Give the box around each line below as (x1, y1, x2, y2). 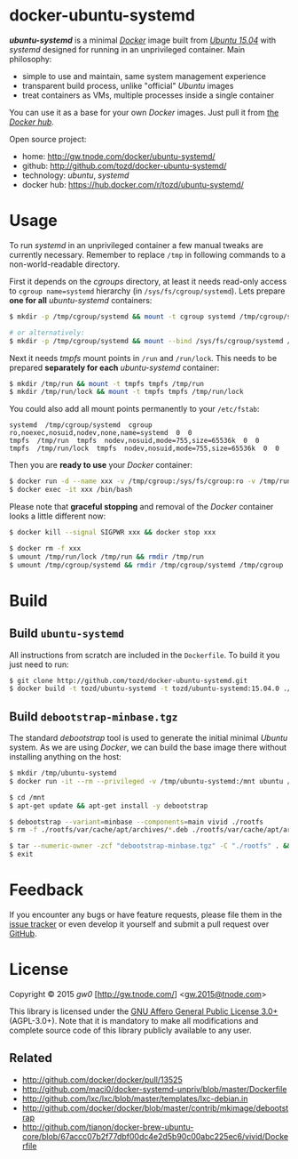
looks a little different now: (9, 511, 106, 521)
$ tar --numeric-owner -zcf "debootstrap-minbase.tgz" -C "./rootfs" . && (9, 841, 292, 850)
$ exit (9, 850, 34, 859)
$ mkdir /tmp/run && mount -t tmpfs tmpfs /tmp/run (9, 379, 204, 388)
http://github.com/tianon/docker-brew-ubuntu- (21, 1122, 194, 1132)
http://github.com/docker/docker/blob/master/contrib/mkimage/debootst (21, 1102, 289, 1113)
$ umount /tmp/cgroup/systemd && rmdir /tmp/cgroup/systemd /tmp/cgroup (9, 560, 284, 569)
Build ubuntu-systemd (9, 626, 124, 641)
